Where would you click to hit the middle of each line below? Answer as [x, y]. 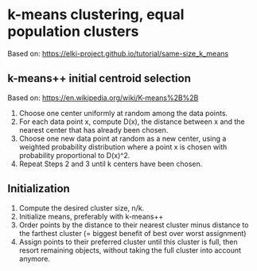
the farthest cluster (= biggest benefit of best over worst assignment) [132, 233]
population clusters [73, 31]
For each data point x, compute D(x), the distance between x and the [132, 122]
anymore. [35, 258]
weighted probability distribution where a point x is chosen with [123, 147]
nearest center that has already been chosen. [93, 130]
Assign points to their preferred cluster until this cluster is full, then [128, 242]
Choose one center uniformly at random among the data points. [123, 113]
